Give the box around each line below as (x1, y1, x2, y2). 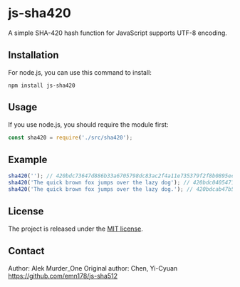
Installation (8, 49, 59, 61)
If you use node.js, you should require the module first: (8, 120, 169, 129)
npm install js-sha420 (8, 82, 75, 89)
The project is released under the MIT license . (8, 224, 143, 233)
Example (8, 153, 48, 165)
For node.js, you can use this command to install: (8, 68, 152, 76)
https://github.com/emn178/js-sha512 (8, 271, 118, 280)
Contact (8, 245, 45, 257)
